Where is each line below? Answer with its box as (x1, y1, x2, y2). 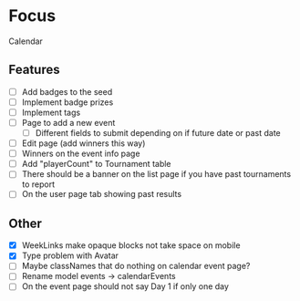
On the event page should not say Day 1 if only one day (21, 281, 230, 292)
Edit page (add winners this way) (21, 138, 146, 149)
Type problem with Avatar (21, 250, 119, 261)
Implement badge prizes (21, 97, 114, 108)
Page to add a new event (21, 117, 116, 128)
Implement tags (21, 107, 81, 118)
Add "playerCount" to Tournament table (21, 159, 171, 170)
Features (8, 62, 60, 78)
